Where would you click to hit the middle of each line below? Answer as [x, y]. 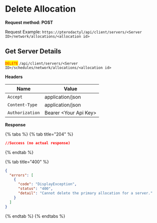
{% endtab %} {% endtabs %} [35, 216]
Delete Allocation [40, 9]
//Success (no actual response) [38, 143]
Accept [15, 97]
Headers [14, 77]
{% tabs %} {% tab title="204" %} [39, 134]
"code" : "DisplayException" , [47, 184]
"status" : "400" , [35, 189]
